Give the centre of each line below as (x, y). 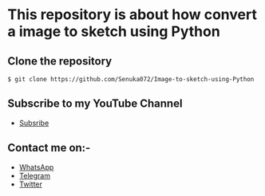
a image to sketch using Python (114, 31)
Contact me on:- (49, 148)
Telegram (35, 175)
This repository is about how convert (132, 15)
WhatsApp (36, 167)
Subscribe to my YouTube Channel (95, 104)
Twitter (31, 184)
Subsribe (34, 123)
